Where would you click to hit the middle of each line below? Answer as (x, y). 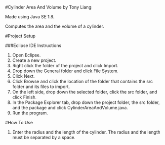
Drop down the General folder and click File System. (65, 71)
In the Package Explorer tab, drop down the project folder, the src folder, (86, 102)
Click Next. (23, 76)
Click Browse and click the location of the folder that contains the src (82, 81)
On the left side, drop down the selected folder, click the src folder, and (84, 92)
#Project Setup (20, 36)
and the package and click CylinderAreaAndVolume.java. (70, 108)
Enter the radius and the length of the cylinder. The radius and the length (86, 132)
